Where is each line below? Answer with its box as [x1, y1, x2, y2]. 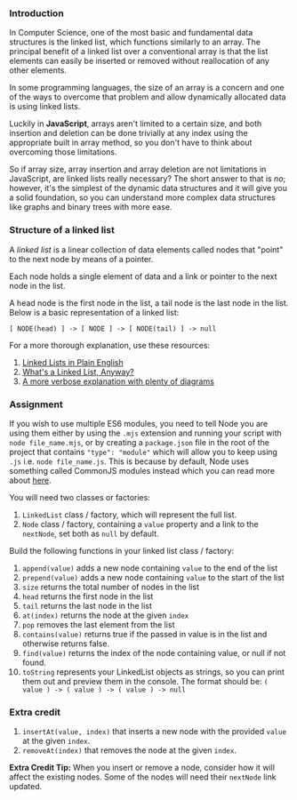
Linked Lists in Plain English [21, 356, 124, 367]
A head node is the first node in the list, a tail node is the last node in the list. [9, 297, 289, 308]
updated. [9, 781, 43, 792]
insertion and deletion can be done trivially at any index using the [9, 128, 248, 139]
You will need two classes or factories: [9, 492, 151, 502]
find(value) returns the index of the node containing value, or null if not [21, 647, 286, 658]
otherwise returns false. [21, 638, 109, 649]
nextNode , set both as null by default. [21, 528, 159, 539]
